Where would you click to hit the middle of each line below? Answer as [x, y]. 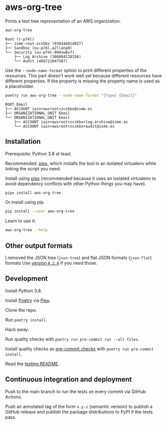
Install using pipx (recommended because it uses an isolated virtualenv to [81, 178]
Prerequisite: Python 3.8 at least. [39, 153]
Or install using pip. [25, 202]
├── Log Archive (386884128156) [48, 56]
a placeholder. [20, 86]
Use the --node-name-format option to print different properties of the [76, 70]
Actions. [14, 397]
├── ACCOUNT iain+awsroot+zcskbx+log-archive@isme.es [71, 122]
